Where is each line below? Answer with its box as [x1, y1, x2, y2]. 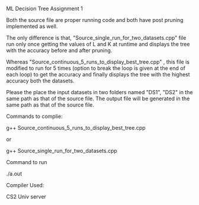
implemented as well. [6, 23, 58, 30]
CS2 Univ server [6, 193, 46, 200]
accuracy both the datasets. [6, 77, 75, 84]
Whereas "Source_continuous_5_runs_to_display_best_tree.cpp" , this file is [6, 59, 190, 65]
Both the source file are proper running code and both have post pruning [6, 17, 184, 23]
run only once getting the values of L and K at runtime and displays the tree [6, 41, 190, 47]
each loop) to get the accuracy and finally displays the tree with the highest [6, 71, 191, 78]
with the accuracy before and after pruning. [6, 47, 113, 54]
